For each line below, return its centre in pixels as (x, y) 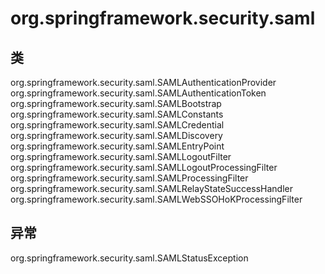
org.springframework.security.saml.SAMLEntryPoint (117, 146)
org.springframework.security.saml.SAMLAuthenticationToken (138, 93)
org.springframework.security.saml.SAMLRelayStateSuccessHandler (151, 188)
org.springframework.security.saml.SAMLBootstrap (116, 103)
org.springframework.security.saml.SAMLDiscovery (116, 135)
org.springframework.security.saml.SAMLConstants (117, 114)
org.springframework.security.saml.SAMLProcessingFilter (129, 178)
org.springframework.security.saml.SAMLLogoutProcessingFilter (144, 167)
